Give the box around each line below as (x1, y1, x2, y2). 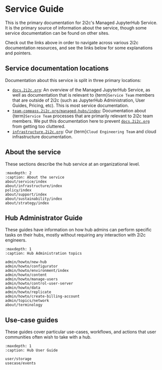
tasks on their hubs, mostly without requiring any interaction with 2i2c (5, 232, 146, 238)
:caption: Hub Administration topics (5, 251, 82, 256)
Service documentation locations (5, 64, 109, 73)
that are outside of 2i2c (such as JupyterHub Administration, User (12, 97, 145, 103)
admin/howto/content (5, 272, 47, 278)
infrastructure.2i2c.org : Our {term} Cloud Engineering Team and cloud (12, 129, 157, 134)
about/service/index (5, 179, 47, 184)
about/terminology (5, 303, 43, 308)
